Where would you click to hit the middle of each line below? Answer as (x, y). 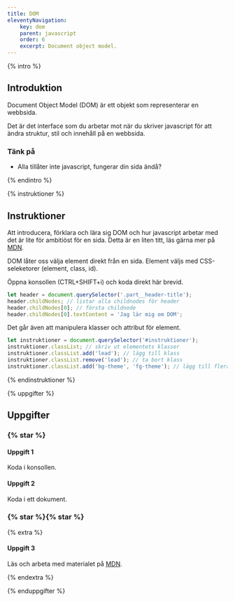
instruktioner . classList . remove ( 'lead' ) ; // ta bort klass (95, 360)
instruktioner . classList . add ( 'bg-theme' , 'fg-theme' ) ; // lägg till (109, 366)
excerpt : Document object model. (69, 46)
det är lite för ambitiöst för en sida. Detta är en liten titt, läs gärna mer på (111, 240)
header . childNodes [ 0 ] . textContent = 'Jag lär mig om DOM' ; (95, 314)
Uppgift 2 (21, 483)
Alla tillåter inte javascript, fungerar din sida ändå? (90, 167)
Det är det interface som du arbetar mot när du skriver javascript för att (109, 126)
